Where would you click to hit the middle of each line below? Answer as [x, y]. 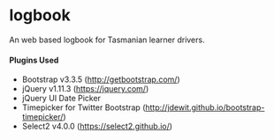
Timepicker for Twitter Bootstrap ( [84, 107]
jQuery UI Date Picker [61, 99]
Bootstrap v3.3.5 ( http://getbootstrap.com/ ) [101, 79]
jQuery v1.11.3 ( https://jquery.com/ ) [85, 89]
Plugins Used [34, 60]
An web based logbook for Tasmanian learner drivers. [107, 40]
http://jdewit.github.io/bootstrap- [205, 107]
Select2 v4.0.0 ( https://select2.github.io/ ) [97, 126]
